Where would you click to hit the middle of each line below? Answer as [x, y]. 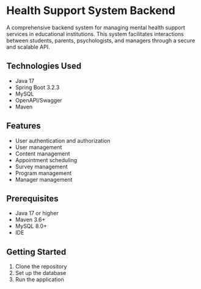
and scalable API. [28, 47]
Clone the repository [41, 266]
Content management [42, 154]
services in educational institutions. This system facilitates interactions [95, 34]
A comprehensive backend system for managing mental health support [96, 27]
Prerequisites [32, 198]
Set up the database [41, 273]
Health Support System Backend [91, 11]
